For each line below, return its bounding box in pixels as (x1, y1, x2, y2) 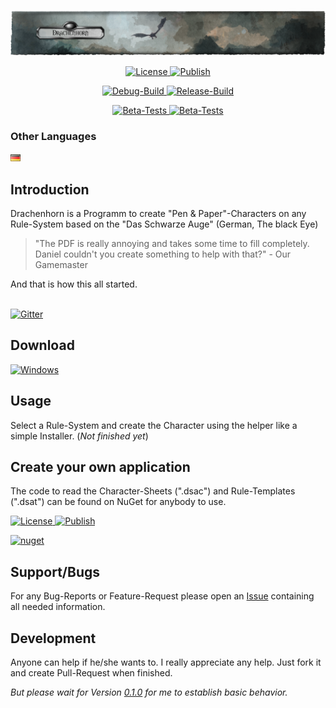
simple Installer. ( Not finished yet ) (10, 430, 149, 442)
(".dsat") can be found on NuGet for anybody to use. (10, 496, 227, 508)
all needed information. (10, 601, 106, 613)
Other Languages (10, 129, 97, 143)
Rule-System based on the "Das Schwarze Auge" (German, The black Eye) (10, 218, 319, 230)
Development (10, 630, 97, 647)
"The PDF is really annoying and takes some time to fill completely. (34, 237, 310, 249)
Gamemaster (34, 258, 88, 270)
